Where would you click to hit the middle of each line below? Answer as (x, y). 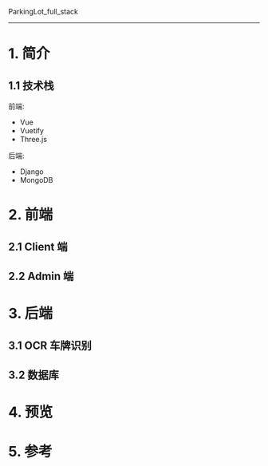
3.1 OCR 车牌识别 (50, 345)
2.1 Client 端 (38, 247)
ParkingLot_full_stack (43, 12)
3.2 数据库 (34, 375)
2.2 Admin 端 (41, 276)
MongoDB (36, 180)
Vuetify (32, 130)
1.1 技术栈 (31, 86)
